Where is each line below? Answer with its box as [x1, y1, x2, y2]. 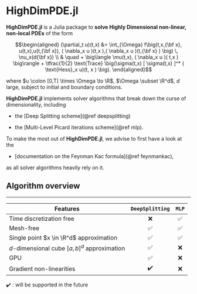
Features [54, 204, 80, 213]
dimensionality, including [6, 101, 66, 108]
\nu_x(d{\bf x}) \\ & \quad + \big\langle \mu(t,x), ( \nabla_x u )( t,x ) [18, 53, 179, 60]
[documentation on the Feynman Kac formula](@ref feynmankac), [14, 152, 174, 159]
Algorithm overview [6, 181, 80, 191]
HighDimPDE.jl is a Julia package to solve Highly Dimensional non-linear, [6, 23, 186, 30]
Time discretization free [9, 214, 74, 223]
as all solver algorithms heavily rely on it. [6, 164, 104, 171]
